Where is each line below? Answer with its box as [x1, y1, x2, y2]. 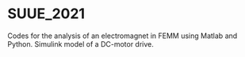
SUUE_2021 [7, 5, 85, 23]
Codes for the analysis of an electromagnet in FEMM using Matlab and [7, 31, 238, 40]
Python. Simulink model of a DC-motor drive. [7, 39, 154, 48]
